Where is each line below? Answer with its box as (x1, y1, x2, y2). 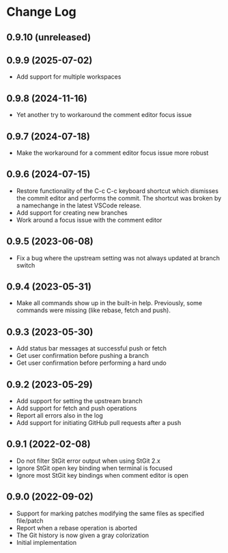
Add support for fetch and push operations (16, 404, 137, 413)
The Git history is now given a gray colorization (16, 531, 149, 539)
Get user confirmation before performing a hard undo (16, 359, 167, 367)
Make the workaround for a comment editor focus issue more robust (16, 149, 209, 157)
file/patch (16, 516, 44, 524)
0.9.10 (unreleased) (6, 31, 91, 43)
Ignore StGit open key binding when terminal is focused (16, 463, 173, 472)
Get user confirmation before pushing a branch (16, 352, 149, 360)
